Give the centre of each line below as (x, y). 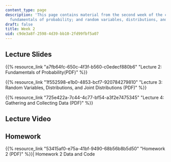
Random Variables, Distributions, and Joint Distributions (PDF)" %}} (76, 87)
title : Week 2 (20, 29)
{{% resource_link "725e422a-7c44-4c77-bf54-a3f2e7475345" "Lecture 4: (85, 97)
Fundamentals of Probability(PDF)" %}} (47, 72)
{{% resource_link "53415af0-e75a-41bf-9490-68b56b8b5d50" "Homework (85, 149)
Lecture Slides (28, 54)
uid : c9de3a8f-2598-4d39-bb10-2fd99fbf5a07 (52, 34)
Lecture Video (28, 119)
